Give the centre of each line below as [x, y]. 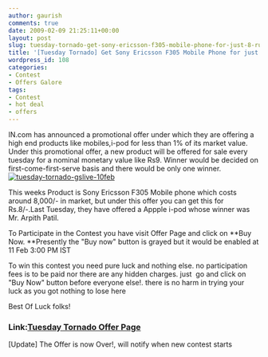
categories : [28, 68]
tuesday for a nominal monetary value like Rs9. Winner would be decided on [134, 160]
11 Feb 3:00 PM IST [40, 250]
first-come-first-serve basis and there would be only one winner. [115, 169]
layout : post [30, 38]
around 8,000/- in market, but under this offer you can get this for [116, 201]
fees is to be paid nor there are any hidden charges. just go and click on [127, 274]
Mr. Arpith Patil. [34, 218]
